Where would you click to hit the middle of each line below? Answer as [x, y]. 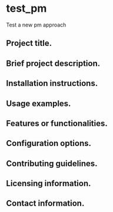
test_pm [26, 9]
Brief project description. [53, 63]
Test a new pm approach [36, 25]
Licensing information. [49, 183]
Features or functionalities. [57, 123]
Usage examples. [39, 103]
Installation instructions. [52, 83]
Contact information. [45, 203]
